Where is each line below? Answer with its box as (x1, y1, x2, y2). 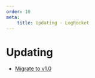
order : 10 (6, 8, 31, 15)
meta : (6, 14, 20, 20)
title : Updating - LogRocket (17, 20, 90, 26)
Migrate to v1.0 (14, 65, 52, 72)
